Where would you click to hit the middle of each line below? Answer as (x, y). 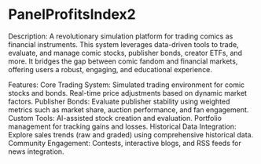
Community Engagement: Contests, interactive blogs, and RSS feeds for (125, 143)
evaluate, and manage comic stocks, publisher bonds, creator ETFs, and (125, 53)
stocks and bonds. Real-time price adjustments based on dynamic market (128, 93)
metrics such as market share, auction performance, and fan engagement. (129, 109)
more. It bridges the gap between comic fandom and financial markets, (123, 61)
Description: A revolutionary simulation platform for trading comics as (121, 36)
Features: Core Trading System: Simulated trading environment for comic (127, 85)
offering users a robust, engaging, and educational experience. (110, 69)
